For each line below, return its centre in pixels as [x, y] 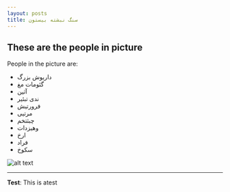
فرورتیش [29, 106]
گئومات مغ [30, 84]
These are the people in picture [75, 47]
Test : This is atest [32, 182]
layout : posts [27, 13]
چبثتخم [26, 121]
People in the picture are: [43, 64]
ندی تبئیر [28, 99]
